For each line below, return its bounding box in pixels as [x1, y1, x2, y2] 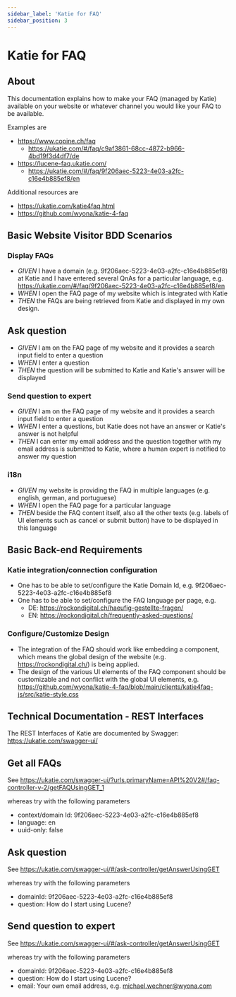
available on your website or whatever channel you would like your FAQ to [7, 102, 222, 110]
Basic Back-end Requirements [7, 543, 143, 555]
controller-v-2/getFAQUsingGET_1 [7, 784, 104, 792]
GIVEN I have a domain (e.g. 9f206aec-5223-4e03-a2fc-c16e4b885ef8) [17, 266, 228, 276]
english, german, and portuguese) [17, 493, 117, 502]
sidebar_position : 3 [7, 17, 68, 24]
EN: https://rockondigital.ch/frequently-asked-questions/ [27, 611, 194, 620]
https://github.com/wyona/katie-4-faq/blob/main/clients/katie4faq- [17, 683, 213, 691]
